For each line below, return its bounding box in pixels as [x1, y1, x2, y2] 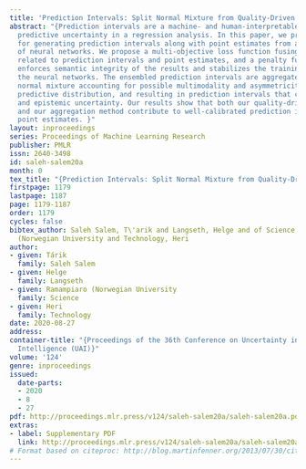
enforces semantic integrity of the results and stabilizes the [17, 65, 267, 74]
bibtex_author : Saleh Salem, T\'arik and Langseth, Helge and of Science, [9, 225, 300, 234]
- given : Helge [9, 268, 67, 277]
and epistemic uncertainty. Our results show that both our [17, 98, 250, 108]
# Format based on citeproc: [9, 446, 120, 455]
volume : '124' [9, 352, 64, 361]
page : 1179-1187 [9, 200, 71, 210]
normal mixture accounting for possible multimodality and [17, 81, 247, 90]
